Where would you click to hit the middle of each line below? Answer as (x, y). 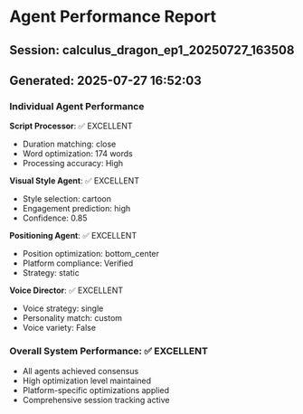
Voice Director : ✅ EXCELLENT (66, 290)
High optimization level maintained (87, 381)
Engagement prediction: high (76, 209)
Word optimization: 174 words (77, 154)
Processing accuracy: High (73, 164)
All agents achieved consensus (80, 371)
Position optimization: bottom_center (91, 254)
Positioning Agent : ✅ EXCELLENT (73, 236)
